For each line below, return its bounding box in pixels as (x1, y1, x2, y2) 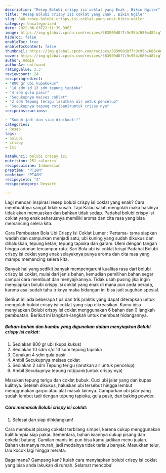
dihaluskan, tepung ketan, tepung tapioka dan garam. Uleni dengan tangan (5, 240, 157, 246)
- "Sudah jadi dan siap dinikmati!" (5, 117, 81, 122)
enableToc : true (5, 40, 39, 45)
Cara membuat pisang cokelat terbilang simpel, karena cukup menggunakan (5, 426, 161, 432)
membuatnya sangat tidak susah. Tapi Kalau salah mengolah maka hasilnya (5, 205, 159, 211)
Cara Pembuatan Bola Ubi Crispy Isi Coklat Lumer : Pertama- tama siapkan (5, 230, 157, 236)
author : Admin (5, 58, 35, 63)
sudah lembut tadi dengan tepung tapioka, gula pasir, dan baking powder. (5, 393, 155, 399)
